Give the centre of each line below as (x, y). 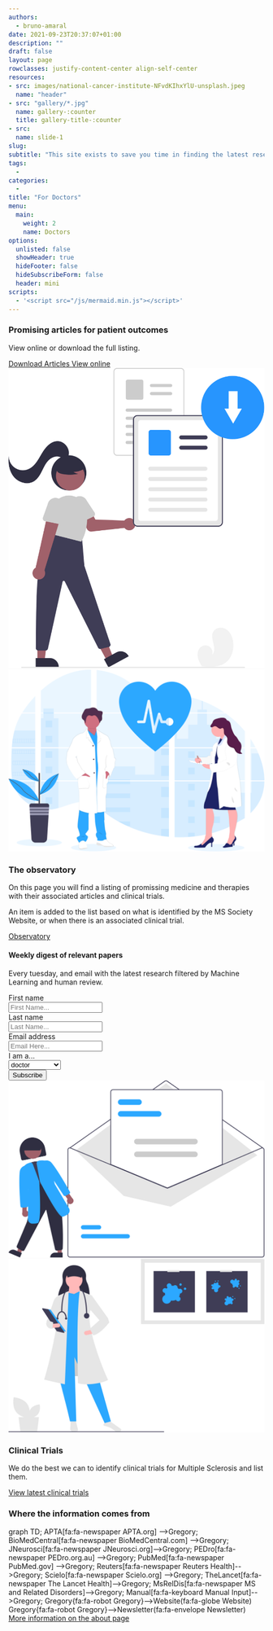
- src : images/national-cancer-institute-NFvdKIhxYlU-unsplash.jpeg (127, 85)
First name (26, 997)
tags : (17, 163)
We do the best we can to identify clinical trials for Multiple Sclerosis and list (136, 1468)
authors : (23, 17)
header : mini (38, 283)
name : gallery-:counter (56, 112)
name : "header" (41, 94)
